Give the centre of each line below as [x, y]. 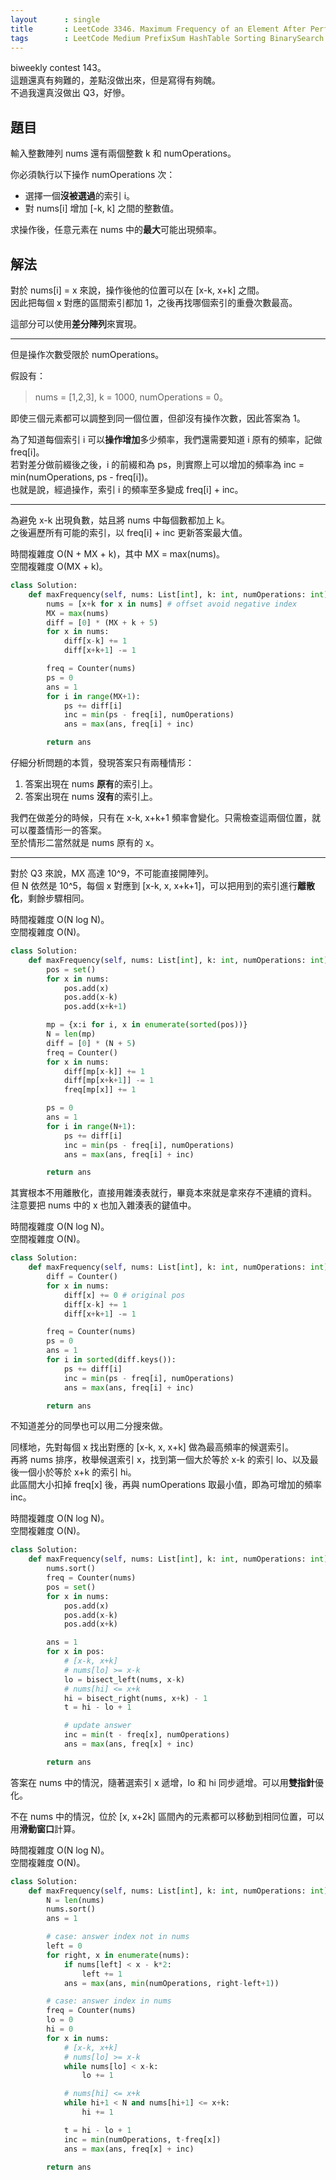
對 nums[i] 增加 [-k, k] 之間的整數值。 [102, 208]
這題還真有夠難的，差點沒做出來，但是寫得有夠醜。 [115, 80]
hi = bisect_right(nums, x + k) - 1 [135, 1698]
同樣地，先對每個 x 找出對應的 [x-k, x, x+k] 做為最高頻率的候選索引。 [152, 1447]
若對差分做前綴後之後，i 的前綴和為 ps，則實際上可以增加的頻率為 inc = [157, 464]
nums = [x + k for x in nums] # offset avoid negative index [172, 604]
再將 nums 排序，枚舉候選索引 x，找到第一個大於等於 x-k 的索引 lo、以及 [160, 1460]
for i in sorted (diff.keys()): [111, 1360]
